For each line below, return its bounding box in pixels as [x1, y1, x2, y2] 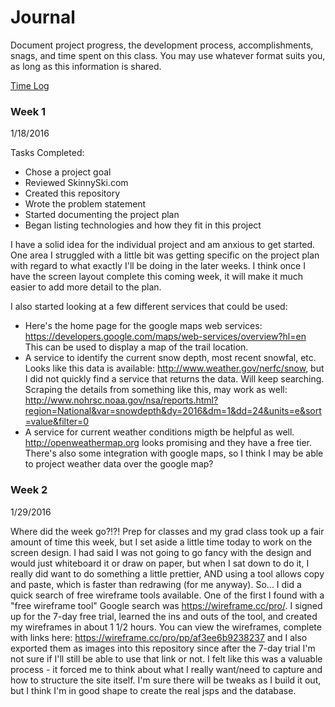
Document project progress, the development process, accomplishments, [10, 39, 314, 51]
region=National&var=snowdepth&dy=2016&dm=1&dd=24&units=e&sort [24, 405, 322, 417]
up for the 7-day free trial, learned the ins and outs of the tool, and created [10, 610, 318, 622]
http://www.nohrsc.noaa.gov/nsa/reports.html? [24, 394, 219, 406]
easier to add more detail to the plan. [10, 281, 162, 293]
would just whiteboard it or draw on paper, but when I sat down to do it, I [10, 557, 310, 569]
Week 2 [10, 483, 48, 497]
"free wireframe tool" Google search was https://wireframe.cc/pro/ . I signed [10, 599, 323, 611]
